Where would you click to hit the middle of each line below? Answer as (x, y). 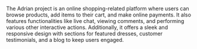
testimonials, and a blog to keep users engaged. (65, 40)
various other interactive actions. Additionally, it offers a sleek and (87, 27)
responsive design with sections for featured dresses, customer (84, 34)
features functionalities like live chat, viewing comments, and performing (95, 21)
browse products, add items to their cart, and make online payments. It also (99, 15)
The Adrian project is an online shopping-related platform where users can (98, 9)
